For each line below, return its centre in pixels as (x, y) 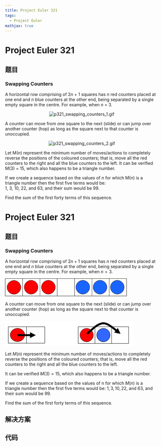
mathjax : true (19, 26)
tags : (10, 15)
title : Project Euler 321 (31, 10)
